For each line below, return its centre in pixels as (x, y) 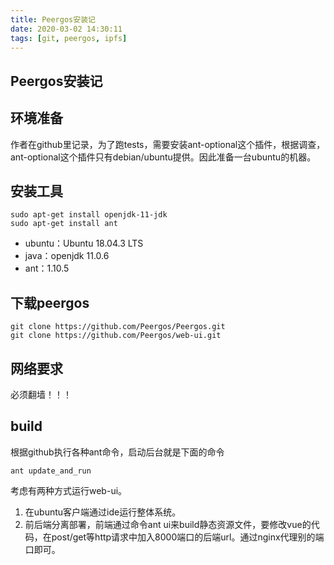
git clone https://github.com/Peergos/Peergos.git (118, 327)
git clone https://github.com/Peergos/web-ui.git (116, 336)
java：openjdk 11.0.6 (67, 256)
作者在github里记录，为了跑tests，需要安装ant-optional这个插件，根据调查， (168, 144)
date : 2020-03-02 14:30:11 (66, 29)
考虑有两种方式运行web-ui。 (69, 490)
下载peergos (50, 302)
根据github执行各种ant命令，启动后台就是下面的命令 (117, 452)
